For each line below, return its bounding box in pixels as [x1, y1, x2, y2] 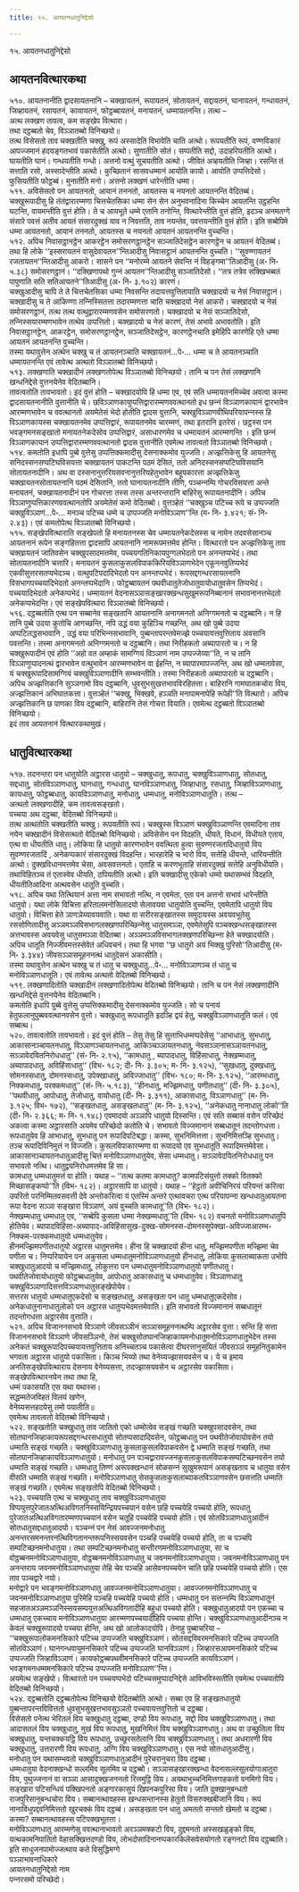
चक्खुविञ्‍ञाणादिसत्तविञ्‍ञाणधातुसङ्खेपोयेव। [9, 1281, 131, 1292]
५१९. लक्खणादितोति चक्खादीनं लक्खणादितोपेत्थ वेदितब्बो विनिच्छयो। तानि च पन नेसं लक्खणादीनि [9, 980, 279, 991]
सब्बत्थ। [9, 1020, 34, 1031]
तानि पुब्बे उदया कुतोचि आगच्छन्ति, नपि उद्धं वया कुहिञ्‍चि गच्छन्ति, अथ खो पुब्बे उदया [9, 618, 240, 629]
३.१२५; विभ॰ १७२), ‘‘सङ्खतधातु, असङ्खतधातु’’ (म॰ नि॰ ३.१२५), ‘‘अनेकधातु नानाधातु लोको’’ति [9, 1101, 288, 1111]
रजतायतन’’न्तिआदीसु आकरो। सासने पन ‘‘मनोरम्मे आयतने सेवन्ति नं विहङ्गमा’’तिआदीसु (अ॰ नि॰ [9, 256, 279, 267]
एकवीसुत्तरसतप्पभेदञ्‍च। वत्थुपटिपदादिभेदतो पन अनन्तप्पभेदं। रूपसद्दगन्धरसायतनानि [9, 568, 241, 579]
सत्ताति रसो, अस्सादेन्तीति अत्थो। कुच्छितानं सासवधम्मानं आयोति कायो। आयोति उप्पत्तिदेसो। [9, 166, 266, 177]
